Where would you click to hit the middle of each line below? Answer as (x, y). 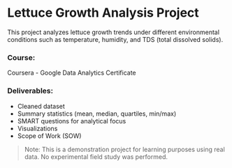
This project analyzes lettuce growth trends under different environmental (114, 32)
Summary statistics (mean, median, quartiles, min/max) (97, 114)
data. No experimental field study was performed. (96, 156)
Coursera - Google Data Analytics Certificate (72, 73)
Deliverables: (30, 91)
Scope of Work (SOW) (49, 136)
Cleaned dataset (41, 106)
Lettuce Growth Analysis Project (103, 13)
